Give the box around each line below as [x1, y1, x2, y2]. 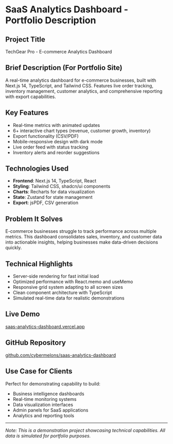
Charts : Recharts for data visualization [12, 189, 95, 195]
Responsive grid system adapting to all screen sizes [12, 284, 124, 290]
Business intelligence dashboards [12, 391, 84, 397]
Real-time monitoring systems [12, 396, 77, 402]
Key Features [5, 108, 49, 117]
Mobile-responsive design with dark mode [12, 138, 103, 144]
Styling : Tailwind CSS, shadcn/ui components [12, 183, 111, 190]
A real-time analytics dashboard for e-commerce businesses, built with [5, 77, 157, 83]
